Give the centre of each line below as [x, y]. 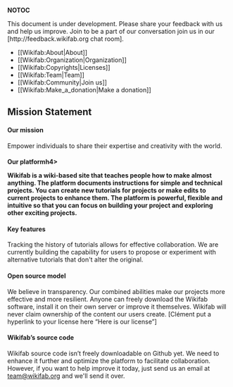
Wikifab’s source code [41, 338]
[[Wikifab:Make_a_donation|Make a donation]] [84, 90]
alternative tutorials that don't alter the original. [75, 259]
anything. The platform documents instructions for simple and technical [115, 183]
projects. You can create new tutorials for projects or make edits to [107, 190]
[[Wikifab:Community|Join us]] [62, 82]
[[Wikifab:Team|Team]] [51, 75]
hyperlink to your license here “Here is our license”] [82, 321]
